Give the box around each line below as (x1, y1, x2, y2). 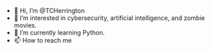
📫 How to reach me (13, 37, 72, 44)
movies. (13, 21, 37, 29)
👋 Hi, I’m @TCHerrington (13, 7, 85, 14)
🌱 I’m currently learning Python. (13, 28, 105, 37)
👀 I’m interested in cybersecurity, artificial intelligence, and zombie (13, 14, 206, 22)
